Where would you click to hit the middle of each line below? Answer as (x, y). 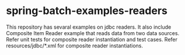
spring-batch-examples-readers (87, 11)
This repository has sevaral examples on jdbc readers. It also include (89, 27)
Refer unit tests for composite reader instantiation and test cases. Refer (92, 39)
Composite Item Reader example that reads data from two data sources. (93, 33)
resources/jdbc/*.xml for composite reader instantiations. (75, 46)
